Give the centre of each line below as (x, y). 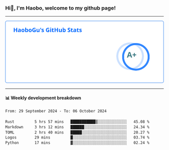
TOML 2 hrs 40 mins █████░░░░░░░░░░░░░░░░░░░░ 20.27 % (77, 132)
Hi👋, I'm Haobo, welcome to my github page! (61, 8)
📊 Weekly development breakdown (43, 98)
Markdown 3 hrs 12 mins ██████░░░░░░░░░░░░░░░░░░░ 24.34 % (77, 127)
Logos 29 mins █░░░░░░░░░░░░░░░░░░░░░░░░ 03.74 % (77, 137)
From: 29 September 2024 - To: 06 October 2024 (56, 111)
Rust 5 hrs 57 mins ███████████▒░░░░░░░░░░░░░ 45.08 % (77, 122)
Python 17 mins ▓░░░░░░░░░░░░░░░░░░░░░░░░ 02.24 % (77, 143)
